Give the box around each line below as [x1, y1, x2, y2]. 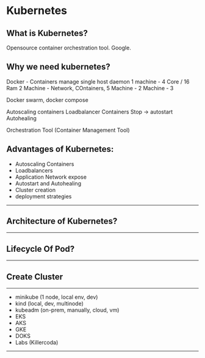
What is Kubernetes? [6, 28, 88, 38]
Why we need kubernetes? [6, 62, 111, 72]
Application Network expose [15, 173, 87, 181]
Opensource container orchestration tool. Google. [6, 44, 131, 51]
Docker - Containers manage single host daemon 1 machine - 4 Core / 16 [6, 77, 190, 85]
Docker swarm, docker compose [6, 96, 88, 104]
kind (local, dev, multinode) [15, 300, 84, 307]
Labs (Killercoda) [15, 339, 59, 346]
